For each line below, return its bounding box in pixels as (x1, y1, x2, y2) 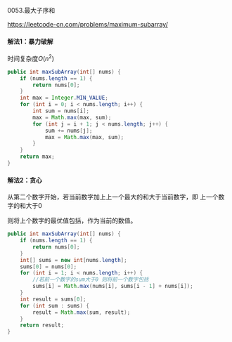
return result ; (20, 322, 65, 329)
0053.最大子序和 (7, 6, 56, 14)
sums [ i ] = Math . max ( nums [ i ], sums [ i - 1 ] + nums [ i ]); (32, 283, 193, 290)
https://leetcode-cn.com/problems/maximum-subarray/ (7, 20, 169, 28)
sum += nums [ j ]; (44, 127, 93, 134)
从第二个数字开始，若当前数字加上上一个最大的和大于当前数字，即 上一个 (7, 192, 219, 202)
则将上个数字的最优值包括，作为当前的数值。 (7, 216, 137, 225)
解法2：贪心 (7, 176, 42, 184)
